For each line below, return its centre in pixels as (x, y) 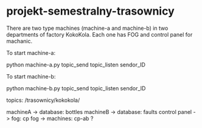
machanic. (19, 41)
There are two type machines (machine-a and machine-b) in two (87, 28)
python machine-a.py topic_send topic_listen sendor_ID (76, 65)
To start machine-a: (31, 52)
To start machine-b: (31, 76)
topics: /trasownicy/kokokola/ (43, 100)
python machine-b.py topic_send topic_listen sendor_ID (76, 88)
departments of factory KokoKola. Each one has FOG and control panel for (99, 34)
